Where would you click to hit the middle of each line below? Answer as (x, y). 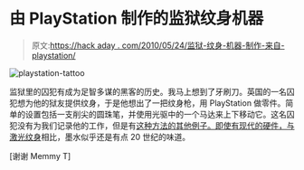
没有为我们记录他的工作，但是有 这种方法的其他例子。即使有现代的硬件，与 (156, 125)
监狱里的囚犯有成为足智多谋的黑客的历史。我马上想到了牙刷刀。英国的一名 (148, 91)
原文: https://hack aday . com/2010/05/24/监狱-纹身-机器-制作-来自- (158, 45)
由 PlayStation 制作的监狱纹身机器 (137, 19)
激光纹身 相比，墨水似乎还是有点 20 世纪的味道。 (100, 137)
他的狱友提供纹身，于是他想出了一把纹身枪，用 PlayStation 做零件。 (159, 103)
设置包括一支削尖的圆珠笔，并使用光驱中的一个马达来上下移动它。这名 (156, 114)
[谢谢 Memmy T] (40, 156)
